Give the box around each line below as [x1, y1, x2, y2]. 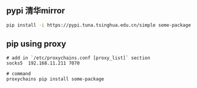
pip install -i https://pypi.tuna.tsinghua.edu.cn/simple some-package [6, 22, 191, 28]
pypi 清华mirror [6, 5, 65, 16]
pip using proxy [6, 39, 67, 49]
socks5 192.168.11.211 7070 [6, 60, 80, 66]
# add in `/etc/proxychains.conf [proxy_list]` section [6, 55, 150, 61]
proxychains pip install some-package [6, 76, 104, 82]
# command [6, 71, 32, 77]
